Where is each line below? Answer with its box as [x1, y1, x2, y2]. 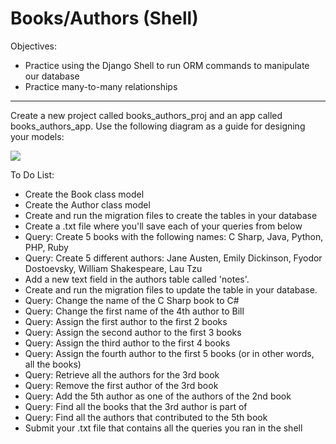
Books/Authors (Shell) [10, 7, 199, 30]
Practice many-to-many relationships [24, 80, 178, 92]
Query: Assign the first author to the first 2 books [24, 315, 228, 327]
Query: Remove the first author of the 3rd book [24, 379, 219, 391]
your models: [10, 130, 65, 142]
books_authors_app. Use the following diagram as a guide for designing [10, 120, 306, 132]
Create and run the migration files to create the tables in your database [24, 209, 318, 221]
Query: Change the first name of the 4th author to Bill [24, 305, 245, 317]
